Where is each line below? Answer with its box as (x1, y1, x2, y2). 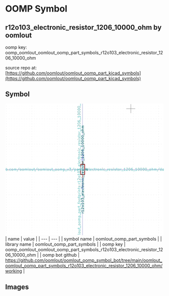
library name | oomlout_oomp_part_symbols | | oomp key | (5, 241, 126, 247)
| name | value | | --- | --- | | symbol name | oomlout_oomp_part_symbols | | (5, 236, 162, 242)
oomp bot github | (42, 252, 79, 258)
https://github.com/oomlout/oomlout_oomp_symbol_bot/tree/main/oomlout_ (5, 257, 162, 263)
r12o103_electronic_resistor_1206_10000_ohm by (5, 23, 162, 32)
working (5, 268, 23, 274)
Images (5, 282, 29, 291)
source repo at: (5, 65, 37, 70)
